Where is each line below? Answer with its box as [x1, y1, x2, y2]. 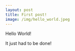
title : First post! [5, 12, 47, 17]
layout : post [5, 7, 33, 13]
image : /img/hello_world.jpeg [5, 17, 70, 22]
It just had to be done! [5, 40, 52, 46]
